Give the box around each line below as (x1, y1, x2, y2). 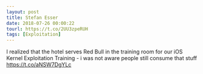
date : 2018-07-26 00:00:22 (6, 20, 75, 26)
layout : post (6, 8, 40, 15)
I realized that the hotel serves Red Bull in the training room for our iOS (6, 48, 183, 55)
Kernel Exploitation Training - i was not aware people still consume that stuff (6, 55, 198, 62)
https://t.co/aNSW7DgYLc (6, 61, 72, 69)
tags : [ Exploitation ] (6, 32, 61, 38)
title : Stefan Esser (6, 15, 59, 21)
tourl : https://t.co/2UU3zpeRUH (6, 25, 88, 32)
